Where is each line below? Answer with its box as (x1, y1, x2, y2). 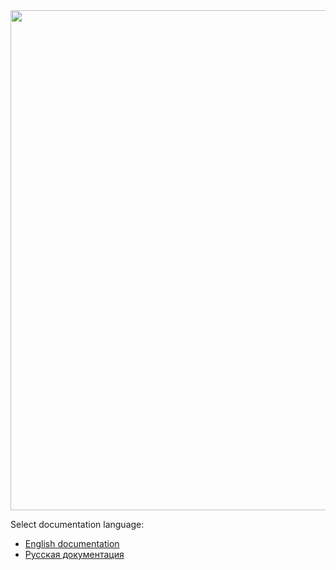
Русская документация (24, 549, 125, 560)
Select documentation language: (10, 519, 145, 530)
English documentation (24, 538, 120, 549)
